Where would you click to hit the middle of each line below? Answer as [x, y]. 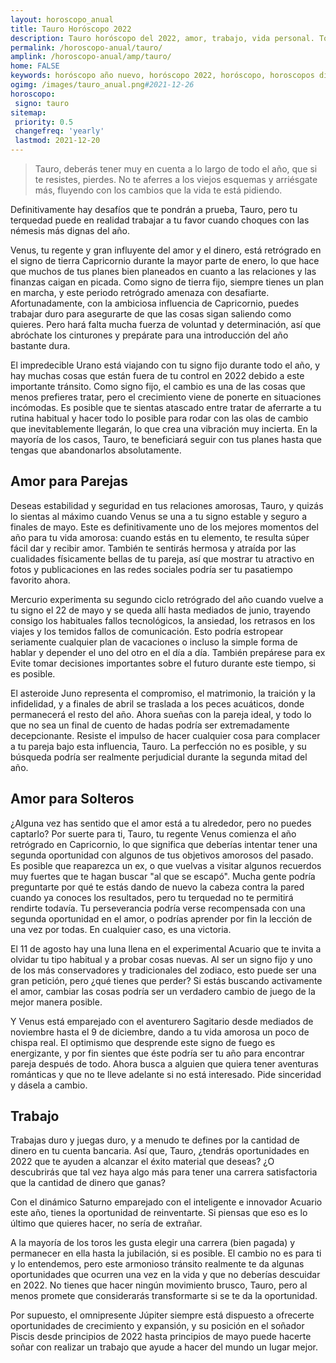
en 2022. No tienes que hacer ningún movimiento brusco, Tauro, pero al [159, 1285]
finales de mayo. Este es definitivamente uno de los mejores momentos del [164, 527]
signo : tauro [42, 103]
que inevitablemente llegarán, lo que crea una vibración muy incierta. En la [164, 429]
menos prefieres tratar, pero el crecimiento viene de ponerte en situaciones [166, 397]
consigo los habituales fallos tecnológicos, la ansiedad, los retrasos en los [163, 620]
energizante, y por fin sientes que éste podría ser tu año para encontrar [157, 1053]
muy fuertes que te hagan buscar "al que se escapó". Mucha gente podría [163, 876]
